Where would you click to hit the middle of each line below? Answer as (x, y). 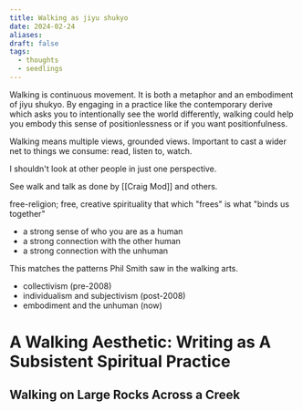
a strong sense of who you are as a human (103, 231)
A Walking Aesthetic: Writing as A (141, 342)
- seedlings (41, 69)
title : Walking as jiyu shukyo (69, 18)
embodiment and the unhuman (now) (92, 305)
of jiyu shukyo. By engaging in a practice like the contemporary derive (141, 104)
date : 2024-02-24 (42, 26)
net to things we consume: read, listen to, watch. (101, 150)
